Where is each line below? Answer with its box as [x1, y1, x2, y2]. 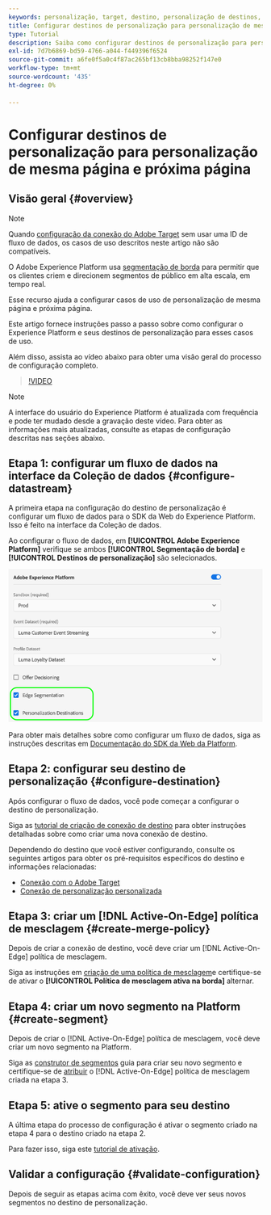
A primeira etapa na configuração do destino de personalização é [8, 503, 227, 513]
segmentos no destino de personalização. [8, 1197, 148, 1207]
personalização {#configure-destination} [8, 775, 221, 788]
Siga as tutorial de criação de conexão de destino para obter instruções [8, 820, 247, 830]
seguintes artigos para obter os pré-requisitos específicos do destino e [8, 853, 245, 863]
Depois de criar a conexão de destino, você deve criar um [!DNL [8, 944, 222, 953]
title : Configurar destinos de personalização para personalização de [8, 21, 251, 30]
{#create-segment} [8, 1012, 109, 1026]
